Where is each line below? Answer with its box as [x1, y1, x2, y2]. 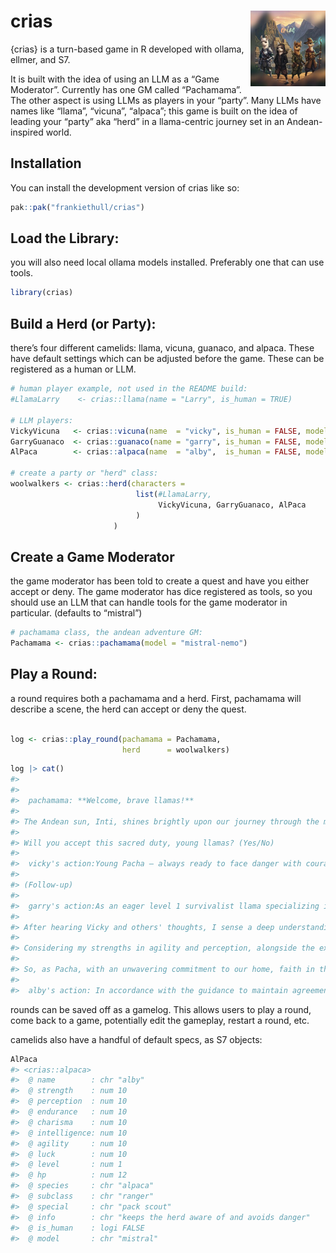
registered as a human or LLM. [10, 363, 137, 375]
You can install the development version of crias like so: [10, 181, 240, 194]
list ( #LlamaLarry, [135, 489, 213, 499]
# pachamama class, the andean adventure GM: [10, 628, 203, 638]
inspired [10, 126, 44, 138]
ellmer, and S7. [10, 53, 71, 65]
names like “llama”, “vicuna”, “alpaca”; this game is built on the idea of [10, 105, 298, 117]
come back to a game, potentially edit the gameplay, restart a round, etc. [10, 1014, 310, 1026]
